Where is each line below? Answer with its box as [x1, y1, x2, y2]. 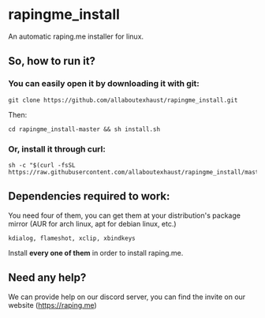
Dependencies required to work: [8, 189, 170, 203]
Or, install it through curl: [8, 144, 106, 155]
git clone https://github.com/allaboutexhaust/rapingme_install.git [8, 96, 238, 104]
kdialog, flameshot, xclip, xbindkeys [8, 234, 136, 242]
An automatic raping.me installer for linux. [8, 32, 144, 41]
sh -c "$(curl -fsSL [8, 161, 77, 169]
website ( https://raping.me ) [8, 300, 97, 309]
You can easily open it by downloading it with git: [8, 78, 200, 89]
